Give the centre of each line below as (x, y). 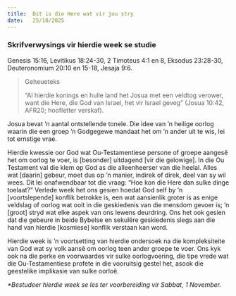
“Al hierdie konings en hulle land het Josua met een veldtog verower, (124, 95)
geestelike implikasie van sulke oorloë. (63, 271)
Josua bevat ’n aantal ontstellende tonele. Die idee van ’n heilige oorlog (111, 123)
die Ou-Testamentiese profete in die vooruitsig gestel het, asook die (106, 263)
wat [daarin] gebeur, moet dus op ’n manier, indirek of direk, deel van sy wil (117, 175)
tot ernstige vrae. (32, 139)
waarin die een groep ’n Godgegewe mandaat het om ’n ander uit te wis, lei (116, 131)
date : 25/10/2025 (36, 20)
